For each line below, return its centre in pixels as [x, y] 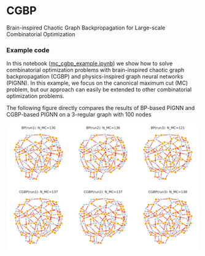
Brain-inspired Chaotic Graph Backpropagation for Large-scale [86, 28]
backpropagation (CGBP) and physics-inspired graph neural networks [95, 77]
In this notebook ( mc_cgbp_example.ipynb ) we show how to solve [90, 64]
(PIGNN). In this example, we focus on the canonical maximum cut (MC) [97, 83]
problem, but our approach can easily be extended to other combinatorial [99, 90]
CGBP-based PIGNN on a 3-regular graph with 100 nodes [79, 115]
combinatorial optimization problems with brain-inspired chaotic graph [95, 70]
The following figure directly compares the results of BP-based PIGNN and [101, 108]
